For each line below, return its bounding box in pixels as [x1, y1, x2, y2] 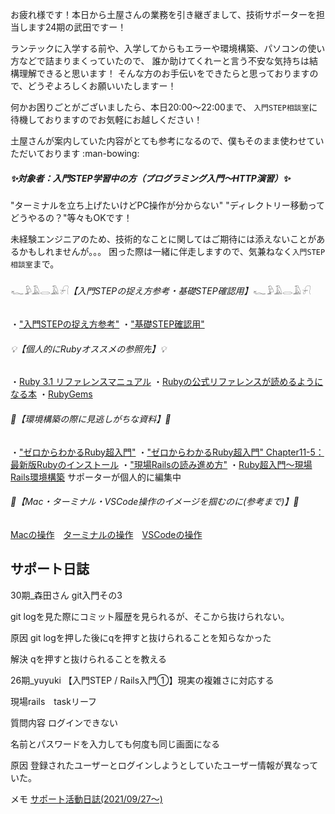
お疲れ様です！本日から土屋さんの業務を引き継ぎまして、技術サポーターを [10, 9, 317, 20]
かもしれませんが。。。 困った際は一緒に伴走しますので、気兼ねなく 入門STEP [18, 245, 326, 257]
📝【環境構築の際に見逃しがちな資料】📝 [10, 413, 172, 425]
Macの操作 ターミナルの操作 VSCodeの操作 [10, 528, 203, 540]
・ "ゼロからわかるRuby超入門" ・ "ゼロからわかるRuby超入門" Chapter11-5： [10, 446, 325, 458]
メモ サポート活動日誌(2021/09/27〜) [10, 793, 163, 805]
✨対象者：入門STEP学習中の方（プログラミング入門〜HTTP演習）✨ [10, 172, 291, 184]
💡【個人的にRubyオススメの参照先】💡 [10, 343, 167, 355]
